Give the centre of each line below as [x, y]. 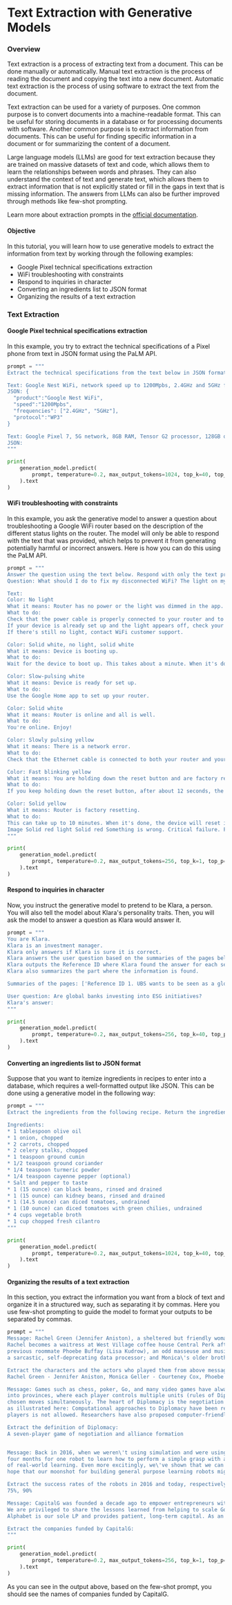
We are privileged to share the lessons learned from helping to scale [112, 1509]
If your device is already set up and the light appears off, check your [116, 626]
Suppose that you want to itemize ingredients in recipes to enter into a [107, 1079]
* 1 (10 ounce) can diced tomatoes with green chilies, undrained [105, 1209]
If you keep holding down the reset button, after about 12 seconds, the [116, 791]
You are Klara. [29, 939]
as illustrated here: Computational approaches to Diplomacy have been [112, 1409]
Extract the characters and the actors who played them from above [106, 1370]
